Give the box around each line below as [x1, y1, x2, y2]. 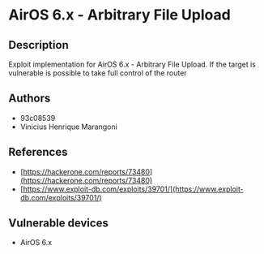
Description [8, 38, 69, 52]
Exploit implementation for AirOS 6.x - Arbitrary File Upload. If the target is [8, 59, 257, 69]
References [8, 145, 68, 159]
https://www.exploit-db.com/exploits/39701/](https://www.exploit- [23, 184, 245, 194]
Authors [8, 92, 51, 105]
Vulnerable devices [8, 217, 109, 230]
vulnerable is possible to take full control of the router [8, 68, 188, 78]
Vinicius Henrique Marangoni [19, 122, 117, 131]
